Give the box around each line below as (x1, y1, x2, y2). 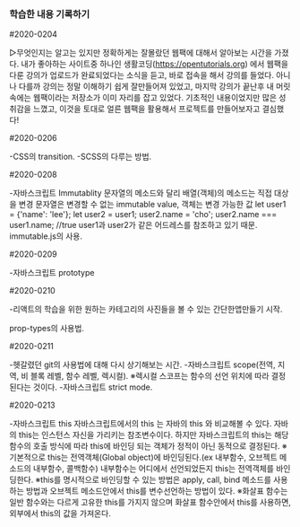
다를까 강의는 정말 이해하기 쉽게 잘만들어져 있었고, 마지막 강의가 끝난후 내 (18, 81, 275, 92)
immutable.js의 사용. (9, 231, 83, 242)
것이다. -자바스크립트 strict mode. (32, 382, 153, 392)
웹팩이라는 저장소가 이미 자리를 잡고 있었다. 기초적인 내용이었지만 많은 (32, 92, 278, 103)
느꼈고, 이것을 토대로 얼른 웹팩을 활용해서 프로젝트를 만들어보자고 (32, 103, 261, 114)
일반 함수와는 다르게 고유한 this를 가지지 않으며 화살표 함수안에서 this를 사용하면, (9, 496, 291, 508)
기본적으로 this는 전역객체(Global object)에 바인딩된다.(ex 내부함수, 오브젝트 (9, 452, 278, 463)
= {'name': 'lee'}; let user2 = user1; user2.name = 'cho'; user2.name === (9, 209, 278, 220)
